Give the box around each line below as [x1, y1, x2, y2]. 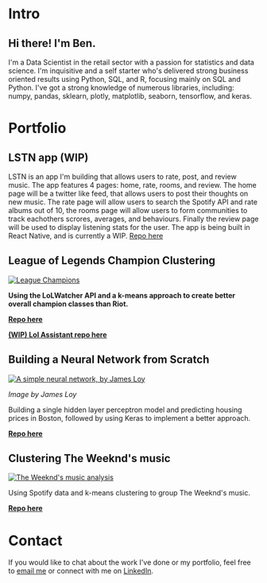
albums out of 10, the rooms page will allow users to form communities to [8, 206, 248, 215]
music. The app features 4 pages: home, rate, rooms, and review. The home [8, 181, 257, 189]
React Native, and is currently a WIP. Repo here [8, 231, 164, 240]
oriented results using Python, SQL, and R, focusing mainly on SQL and [8, 75, 241, 84]
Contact [8, 531, 63, 550]
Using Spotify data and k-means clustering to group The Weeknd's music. [8, 488, 250, 498]
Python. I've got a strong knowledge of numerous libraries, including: [8, 83, 234, 92]
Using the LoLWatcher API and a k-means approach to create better [8, 290, 236, 300]
